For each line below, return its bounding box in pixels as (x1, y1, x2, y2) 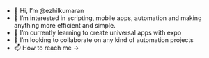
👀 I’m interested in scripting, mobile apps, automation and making (13, 14, 202, 22)
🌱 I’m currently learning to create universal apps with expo (13, 28, 182, 37)
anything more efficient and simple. (13, 21, 116, 29)
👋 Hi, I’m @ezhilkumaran (13, 7, 84, 14)
